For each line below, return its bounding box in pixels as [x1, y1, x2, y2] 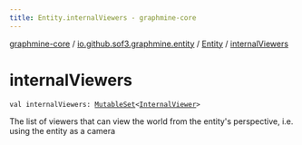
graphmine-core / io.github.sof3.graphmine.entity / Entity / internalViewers [9, 38, 288, 49]
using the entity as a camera [9, 125, 116, 136]
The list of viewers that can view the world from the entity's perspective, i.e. [9, 115, 294, 127]
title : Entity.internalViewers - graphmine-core [9, 13, 197, 23]
